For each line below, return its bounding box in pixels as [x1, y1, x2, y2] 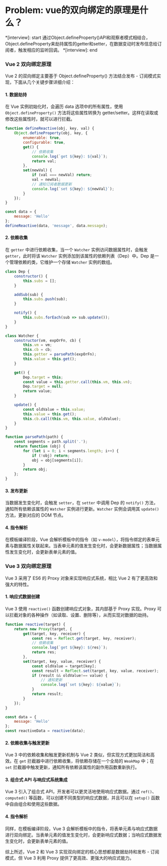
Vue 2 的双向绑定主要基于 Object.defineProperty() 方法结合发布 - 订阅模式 [5, 73, 157, 79]
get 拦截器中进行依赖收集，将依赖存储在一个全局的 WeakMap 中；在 [19, 758, 155, 764]
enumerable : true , [23, 135, 61, 140]
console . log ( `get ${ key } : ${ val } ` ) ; [31, 154, 108, 159]
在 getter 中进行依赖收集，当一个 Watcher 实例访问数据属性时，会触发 [5, 247, 148, 253]
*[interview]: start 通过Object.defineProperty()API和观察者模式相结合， [5, 34, 151, 40]
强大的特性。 [5, 581, 31, 587]
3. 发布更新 [5, 488, 28, 494]
